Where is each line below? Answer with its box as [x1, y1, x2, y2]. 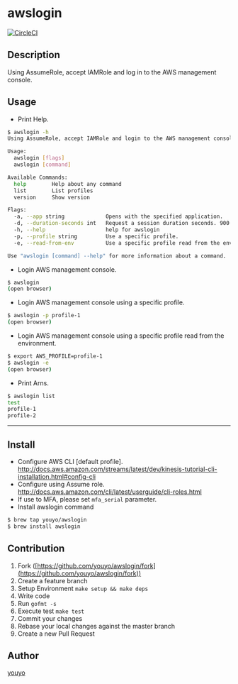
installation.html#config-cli [17, 473, 96, 480]
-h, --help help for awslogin [13, 226, 160, 233]
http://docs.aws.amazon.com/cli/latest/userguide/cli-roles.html [17, 487, 202, 496]
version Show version [13, 194, 91, 201]
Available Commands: [7, 174, 69, 181]
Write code [17, 591, 50, 600]
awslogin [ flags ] [13, 155, 65, 162]
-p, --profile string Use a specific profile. [13, 233, 179, 240]
